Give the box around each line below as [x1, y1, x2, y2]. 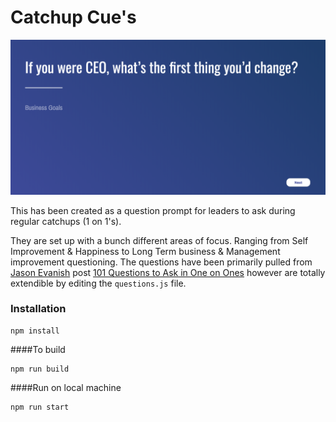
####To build [10, 343, 66, 355]
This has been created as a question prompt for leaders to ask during [10, 204, 296, 216]
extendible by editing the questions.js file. [10, 277, 187, 289]
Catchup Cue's [10, 6, 137, 29]
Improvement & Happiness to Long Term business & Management [10, 245, 281, 257]
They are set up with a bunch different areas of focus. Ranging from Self [10, 234, 309, 246]
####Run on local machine [10, 381, 122, 393]
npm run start [10, 402, 70, 412]
